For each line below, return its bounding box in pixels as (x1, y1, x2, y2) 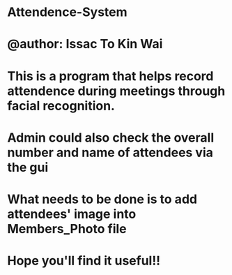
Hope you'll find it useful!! (7, 253, 161, 269)
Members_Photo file (7, 221, 127, 237)
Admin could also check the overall (7, 130, 215, 145)
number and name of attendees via (7, 144, 214, 161)
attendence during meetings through (7, 83, 226, 98)
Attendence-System (7, 4, 127, 20)
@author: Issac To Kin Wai (7, 36, 163, 52)
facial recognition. (7, 98, 115, 114)
